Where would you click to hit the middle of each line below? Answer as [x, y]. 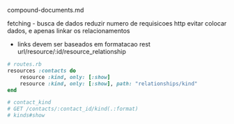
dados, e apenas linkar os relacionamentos [69, 31]
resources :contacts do [42, 71]
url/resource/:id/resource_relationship [72, 52]
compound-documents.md [46, 10]
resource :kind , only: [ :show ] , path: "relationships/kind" [109, 83]
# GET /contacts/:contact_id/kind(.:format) [73, 109]
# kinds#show [26, 116]
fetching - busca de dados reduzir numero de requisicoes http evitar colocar [117, 23]
